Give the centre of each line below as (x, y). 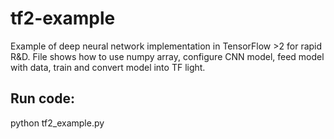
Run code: (42, 98)
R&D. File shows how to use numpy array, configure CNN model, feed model (167, 56)
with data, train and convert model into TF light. (108, 67)
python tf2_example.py (57, 123)
